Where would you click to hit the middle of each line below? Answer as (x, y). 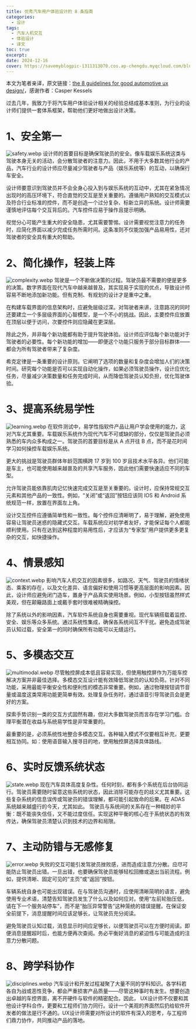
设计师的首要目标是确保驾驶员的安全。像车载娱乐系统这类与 (114, 153)
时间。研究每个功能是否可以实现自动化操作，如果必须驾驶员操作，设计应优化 (98, 369)
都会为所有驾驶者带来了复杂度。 (44, 349)
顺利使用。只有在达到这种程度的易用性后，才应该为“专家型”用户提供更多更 (95, 530)
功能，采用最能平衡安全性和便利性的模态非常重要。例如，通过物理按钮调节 (95, 687)
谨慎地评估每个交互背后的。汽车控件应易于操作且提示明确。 (78, 210)
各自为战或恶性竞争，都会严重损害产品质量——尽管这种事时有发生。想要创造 (98, 991)
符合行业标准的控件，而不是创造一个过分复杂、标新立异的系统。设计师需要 (100, 203)
